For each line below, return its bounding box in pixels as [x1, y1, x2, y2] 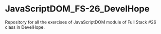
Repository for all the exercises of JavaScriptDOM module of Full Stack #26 [5, 19, 157, 25]
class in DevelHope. [5, 24, 45, 30]
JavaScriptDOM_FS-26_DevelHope [5, 3, 150, 14]
